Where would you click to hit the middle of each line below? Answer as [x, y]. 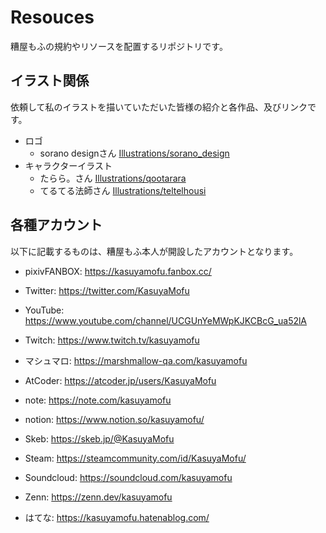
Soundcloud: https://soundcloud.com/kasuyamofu [128, 477]
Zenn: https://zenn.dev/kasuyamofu [98, 497]
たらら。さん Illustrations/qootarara [113, 178]
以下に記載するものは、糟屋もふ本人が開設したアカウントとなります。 [154, 251]
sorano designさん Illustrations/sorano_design [134, 153]
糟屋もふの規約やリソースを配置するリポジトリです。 [119, 46]
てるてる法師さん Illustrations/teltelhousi [123, 190]
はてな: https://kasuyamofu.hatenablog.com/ [117, 517]
